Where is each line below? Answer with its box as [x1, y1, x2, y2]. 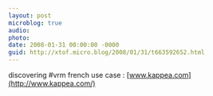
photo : [8, 33, 30, 42]
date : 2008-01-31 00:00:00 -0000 [8, 41, 120, 49]
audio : [8, 26, 30, 34]
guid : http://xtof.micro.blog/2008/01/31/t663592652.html [8, 48, 205, 56]
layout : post [8, 11, 52, 20]
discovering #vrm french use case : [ [8, 71, 130, 79]
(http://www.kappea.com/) [8, 79, 96, 88]
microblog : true [8, 19, 62, 27]
